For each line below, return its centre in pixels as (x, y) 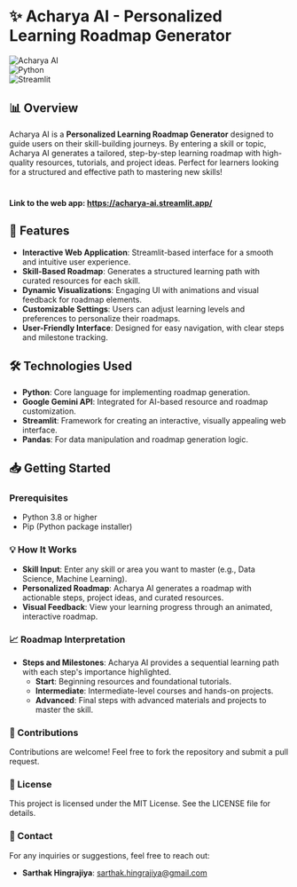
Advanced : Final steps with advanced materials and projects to (151, 700)
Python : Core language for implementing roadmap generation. (136, 392)
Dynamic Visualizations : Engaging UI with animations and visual (141, 289)
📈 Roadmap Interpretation (67, 639)
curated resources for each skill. (81, 281)
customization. (49, 411)
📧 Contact (31, 836)
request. (24, 762)
